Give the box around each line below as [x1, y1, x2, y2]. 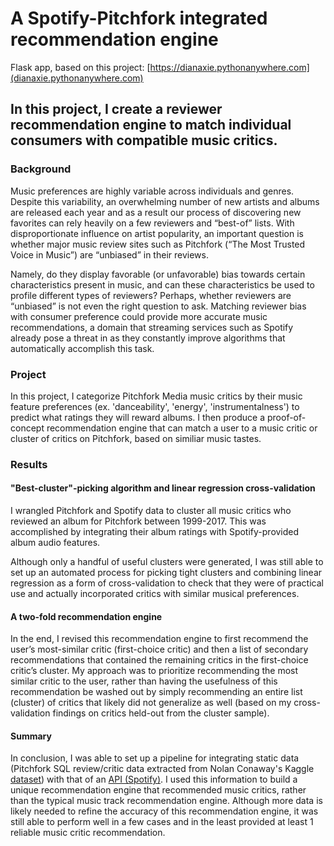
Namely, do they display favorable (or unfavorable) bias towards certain [10, 268, 306, 280]
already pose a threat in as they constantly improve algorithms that [10, 332, 286, 344]
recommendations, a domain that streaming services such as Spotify [10, 321, 294, 333]
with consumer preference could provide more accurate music [10, 310, 268, 322]
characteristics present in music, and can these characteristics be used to [10, 278, 315, 291]
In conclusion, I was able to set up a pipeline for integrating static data [10, 752, 300, 764]
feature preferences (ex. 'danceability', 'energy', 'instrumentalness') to [10, 400, 300, 412]
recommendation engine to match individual [10, 117, 292, 134]
